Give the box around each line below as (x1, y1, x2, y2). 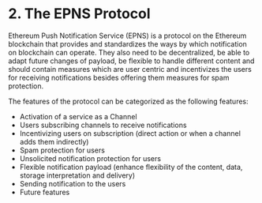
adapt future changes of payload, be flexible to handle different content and (8, 56, 255, 66)
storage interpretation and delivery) (19, 171, 136, 180)
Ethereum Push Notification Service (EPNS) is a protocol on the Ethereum (8, 31, 247, 40)
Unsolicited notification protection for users (19, 153, 162, 163)
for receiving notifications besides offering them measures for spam (8, 73, 230, 82)
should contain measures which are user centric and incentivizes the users (8, 64, 253, 73)
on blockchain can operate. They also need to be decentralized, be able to (8, 47, 250, 57)
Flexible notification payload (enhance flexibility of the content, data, (19, 162, 243, 171)
